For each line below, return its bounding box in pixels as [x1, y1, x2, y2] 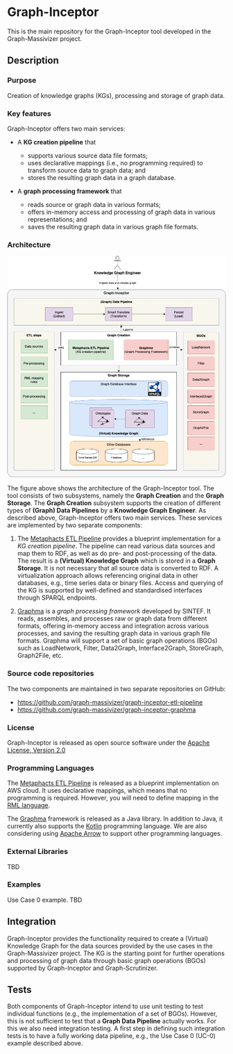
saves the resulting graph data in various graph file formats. [27, 222, 199, 231]
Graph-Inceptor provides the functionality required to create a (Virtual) [7, 934, 209, 942]
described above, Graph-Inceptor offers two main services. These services [7, 513, 223, 522]
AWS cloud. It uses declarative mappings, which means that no [7, 787, 187, 795]
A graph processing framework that [17, 187, 123, 195]
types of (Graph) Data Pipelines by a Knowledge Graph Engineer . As [7, 507, 207, 515]
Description [7, 55, 59, 67]
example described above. [7, 1039, 83, 1048]
